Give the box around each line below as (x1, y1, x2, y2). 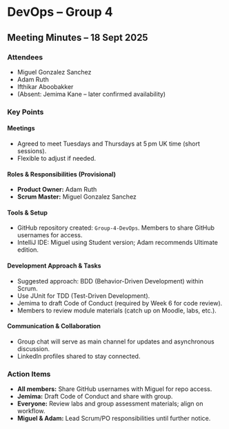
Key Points (7, 107, 44, 117)
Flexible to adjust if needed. (17, 154, 97, 162)
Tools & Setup (7, 208, 48, 217)
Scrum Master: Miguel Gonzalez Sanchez (17, 192, 137, 201)
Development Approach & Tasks (7, 261, 101, 270)
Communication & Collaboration (7, 322, 101, 330)
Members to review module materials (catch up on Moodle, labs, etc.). (17, 306, 217, 315)
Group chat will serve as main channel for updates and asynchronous (17, 337, 215, 346)
